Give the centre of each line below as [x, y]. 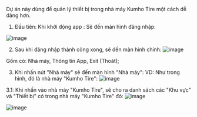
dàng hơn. [19, 15]
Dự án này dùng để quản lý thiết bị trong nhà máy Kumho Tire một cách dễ [96, 9]
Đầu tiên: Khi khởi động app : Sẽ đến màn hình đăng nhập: [85, 27]
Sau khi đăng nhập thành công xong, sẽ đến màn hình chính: [88, 49]
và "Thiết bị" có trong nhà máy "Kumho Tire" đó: [65, 96]
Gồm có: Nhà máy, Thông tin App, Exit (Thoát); [63, 61]
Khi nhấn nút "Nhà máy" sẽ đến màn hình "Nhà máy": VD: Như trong [97, 72]
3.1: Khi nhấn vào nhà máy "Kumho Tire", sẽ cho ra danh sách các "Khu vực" [98, 90]
